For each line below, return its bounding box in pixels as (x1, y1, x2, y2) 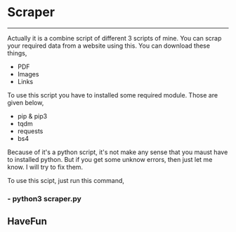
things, (7, 48, 27, 57)
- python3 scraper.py (7, 193, 82, 203)
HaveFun (7, 215, 48, 228)
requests (17, 127, 44, 135)
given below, (7, 98, 44, 107)
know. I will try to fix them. (7, 163, 83, 171)
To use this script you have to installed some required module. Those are (7, 90, 218, 99)
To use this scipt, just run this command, (7, 176, 125, 184)
